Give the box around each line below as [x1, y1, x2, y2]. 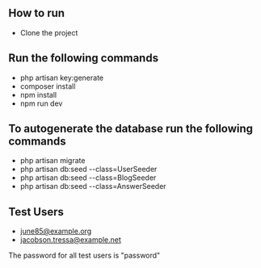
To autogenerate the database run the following [8, 122, 253, 136]
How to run [8, 6, 65, 20]
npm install [19, 90, 57, 99]
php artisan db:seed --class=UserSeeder [19, 165, 158, 174]
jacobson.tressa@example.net [19, 235, 121, 245]
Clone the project [19, 27, 78, 37]
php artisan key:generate [19, 73, 104, 82]
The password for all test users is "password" [8, 250, 161, 261]
